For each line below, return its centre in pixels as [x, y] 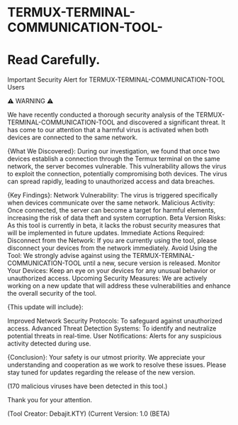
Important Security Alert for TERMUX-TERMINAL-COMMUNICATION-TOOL [116, 80]
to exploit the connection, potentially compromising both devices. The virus [118, 174]
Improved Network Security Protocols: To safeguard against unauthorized [115, 321]
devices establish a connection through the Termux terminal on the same [114, 159]
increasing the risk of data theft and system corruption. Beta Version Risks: [117, 218]
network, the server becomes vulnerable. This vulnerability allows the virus [117, 166]
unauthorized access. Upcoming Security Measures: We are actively [107, 279]
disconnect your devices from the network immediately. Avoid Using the [113, 248]
